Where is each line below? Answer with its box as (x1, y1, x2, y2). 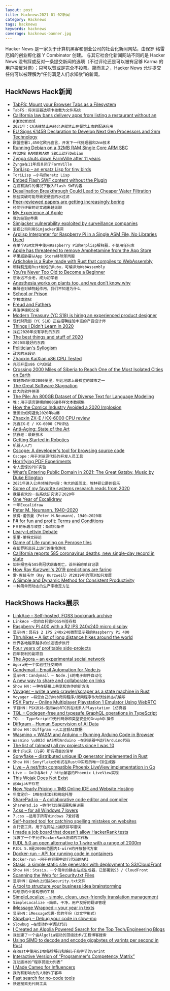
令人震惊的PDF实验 (12, 464, 47, 470)
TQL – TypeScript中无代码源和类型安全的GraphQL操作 (12, 716, 115, 721)
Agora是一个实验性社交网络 (12, 662, 62, 667)
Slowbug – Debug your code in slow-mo (12, 915, 97, 921)
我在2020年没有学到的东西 (12, 329, 60, 334)
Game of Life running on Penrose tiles (12, 539, 92, 545)
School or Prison (12, 291, 48, 297)
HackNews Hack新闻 (5, 88, 72, 96)
